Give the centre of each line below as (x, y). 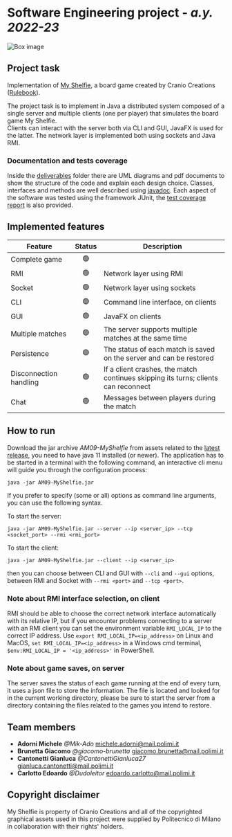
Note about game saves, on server (66, 668)
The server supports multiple (151, 329)
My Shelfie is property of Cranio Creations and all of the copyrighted (105, 811)
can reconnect (127, 386)
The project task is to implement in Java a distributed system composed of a (116, 106)
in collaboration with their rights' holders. (66, 826)
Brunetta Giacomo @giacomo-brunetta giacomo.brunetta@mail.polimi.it (120, 751)
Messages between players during (159, 397)
